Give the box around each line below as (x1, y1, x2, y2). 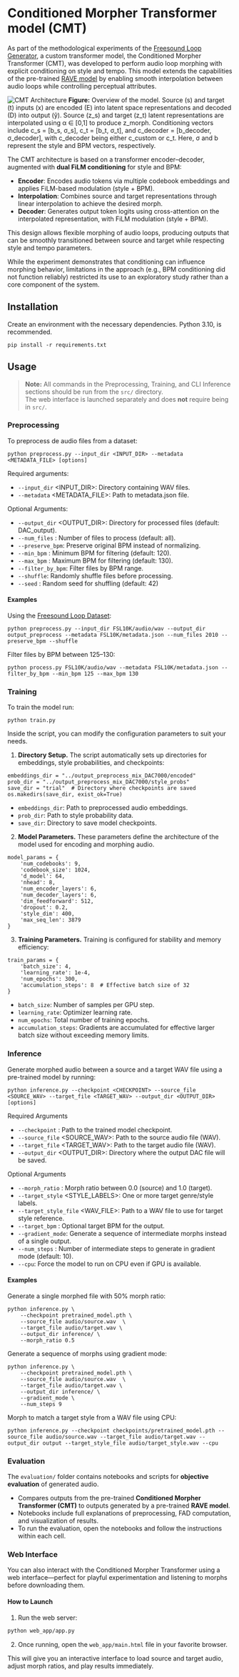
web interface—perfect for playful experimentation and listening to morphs (7, 1573, 228, 1582)
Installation (7, 301, 59, 313)
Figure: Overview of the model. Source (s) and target (68, 95, 225, 104)
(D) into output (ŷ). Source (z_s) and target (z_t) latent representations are (7, 111, 225, 119)
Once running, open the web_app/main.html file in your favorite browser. (17, 1640, 228, 1648)
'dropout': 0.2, (20, 904, 69, 911)
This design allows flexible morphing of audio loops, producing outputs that (7, 228, 230, 237)
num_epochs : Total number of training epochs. (17, 1016, 150, 1024)
